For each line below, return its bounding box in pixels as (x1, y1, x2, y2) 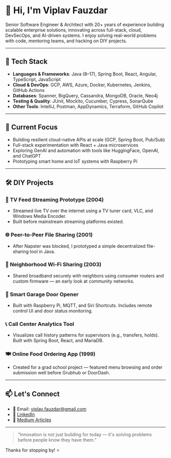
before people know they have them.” (17, 437, 97, 443)
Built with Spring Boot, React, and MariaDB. (12, 338, 104, 344)
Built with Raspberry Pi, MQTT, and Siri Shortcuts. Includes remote (12, 302, 153, 309)
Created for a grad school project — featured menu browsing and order (12, 364, 163, 370)
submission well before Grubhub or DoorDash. (12, 369, 110, 375)
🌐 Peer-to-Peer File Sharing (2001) (5, 232, 93, 239)
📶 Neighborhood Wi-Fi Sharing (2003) (5, 261, 102, 268)
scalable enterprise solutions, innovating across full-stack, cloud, (5, 27, 142, 33)
